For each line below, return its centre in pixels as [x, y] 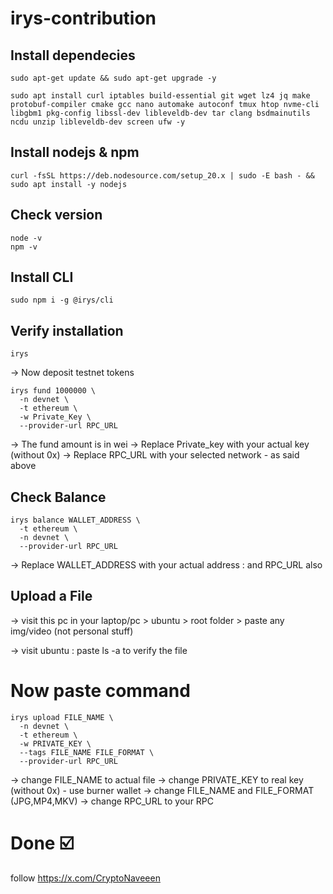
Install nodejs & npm [75, 152]
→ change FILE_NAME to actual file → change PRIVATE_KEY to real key [157, 779]
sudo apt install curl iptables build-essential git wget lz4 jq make [160, 96]
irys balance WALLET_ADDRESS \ [75, 520]
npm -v [24, 247]
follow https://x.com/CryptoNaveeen [85, 878]
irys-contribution [83, 18]
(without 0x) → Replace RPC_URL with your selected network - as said [155, 455]
